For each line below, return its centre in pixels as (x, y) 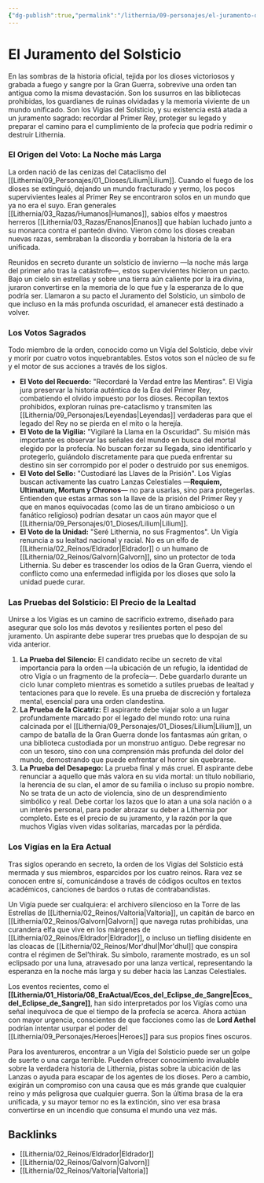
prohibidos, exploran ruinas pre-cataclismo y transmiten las (116, 407)
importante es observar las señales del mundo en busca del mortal (128, 440)
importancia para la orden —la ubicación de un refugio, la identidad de (134, 668)
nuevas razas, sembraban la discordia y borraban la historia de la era (120, 238)
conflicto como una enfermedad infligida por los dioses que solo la (127, 573)
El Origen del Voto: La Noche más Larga (85, 155)
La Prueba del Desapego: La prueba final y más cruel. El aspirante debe (136, 768)
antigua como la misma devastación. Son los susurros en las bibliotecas (125, 93)
